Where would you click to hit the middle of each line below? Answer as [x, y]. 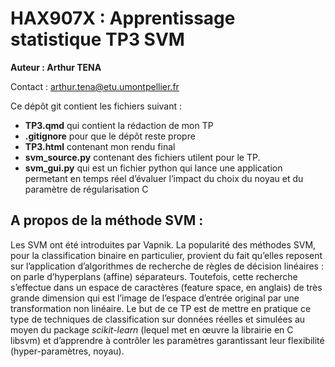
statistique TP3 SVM [97, 39]
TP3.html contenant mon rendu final [100, 146]
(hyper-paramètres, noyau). [67, 351]
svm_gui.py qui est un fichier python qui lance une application [153, 168]
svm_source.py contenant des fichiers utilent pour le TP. [142, 157]
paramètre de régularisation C [86, 189]
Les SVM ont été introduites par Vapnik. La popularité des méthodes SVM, [163, 244]
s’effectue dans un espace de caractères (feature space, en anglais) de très [166, 287]
